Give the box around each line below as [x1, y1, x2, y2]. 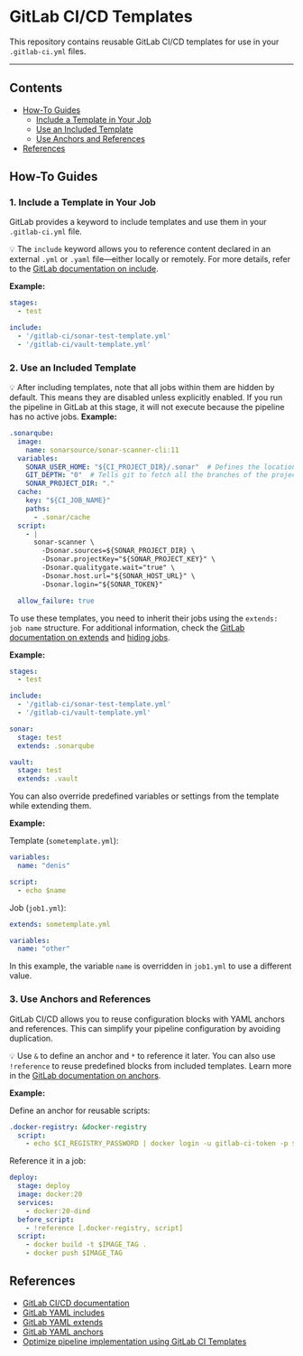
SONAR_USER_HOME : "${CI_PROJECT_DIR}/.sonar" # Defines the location [25, 463, 297, 472]
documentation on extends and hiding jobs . [9, 631, 171, 642]
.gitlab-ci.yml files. [9, 45, 87, 56]
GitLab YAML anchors [22, 1326, 104, 1337]
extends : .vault [17, 774, 78, 783]
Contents [9, 80, 63, 96]
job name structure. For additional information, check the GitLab [9, 622, 245, 633]
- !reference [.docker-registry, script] [25, 1223, 183, 1232]
